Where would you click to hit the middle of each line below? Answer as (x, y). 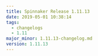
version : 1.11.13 (27, 44)
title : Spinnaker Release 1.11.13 (48, 11)
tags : (13, 22)
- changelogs (27, 28)
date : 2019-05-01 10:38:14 (39, 17)
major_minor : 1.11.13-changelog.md (49, 38)
